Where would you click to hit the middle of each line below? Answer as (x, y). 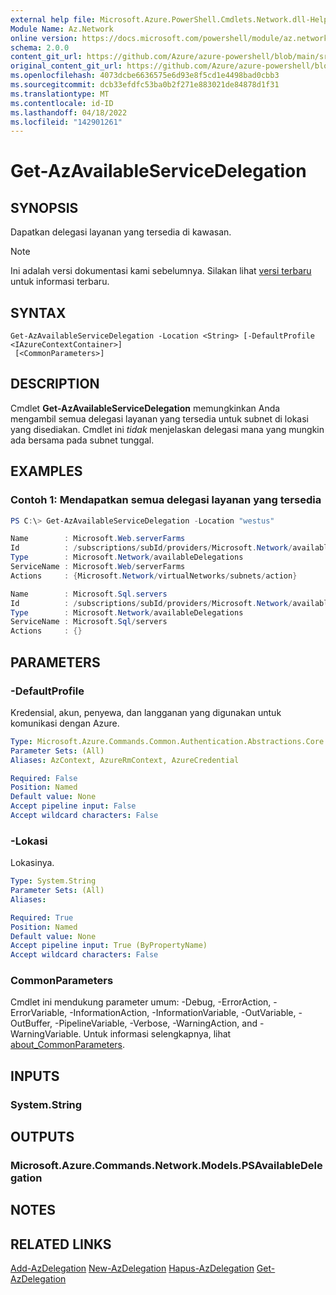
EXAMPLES (46, 471)
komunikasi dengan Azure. (65, 723)
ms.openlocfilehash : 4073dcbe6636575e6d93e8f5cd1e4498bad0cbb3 (145, 76)
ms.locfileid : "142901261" (66, 122)
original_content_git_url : (66, 66)
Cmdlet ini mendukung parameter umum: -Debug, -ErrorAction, (141, 1002)
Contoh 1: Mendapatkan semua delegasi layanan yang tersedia (166, 500)
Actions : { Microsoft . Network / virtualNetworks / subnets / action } (154, 576)
